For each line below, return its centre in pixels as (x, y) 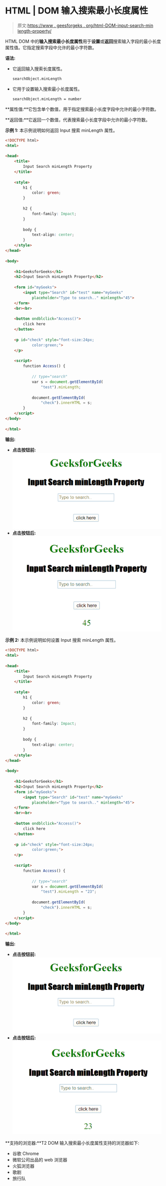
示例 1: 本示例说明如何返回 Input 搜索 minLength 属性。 (61, 130)
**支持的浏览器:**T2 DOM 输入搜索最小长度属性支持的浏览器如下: (72, 1143)
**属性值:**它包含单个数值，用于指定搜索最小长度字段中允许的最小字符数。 (82, 109)
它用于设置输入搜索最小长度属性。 (47, 89)
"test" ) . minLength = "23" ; (69, 892)
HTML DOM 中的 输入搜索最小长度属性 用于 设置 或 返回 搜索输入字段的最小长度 (83, 41)
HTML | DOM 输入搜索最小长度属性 (77, 11)
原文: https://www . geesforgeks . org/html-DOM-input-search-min (85, 25)
